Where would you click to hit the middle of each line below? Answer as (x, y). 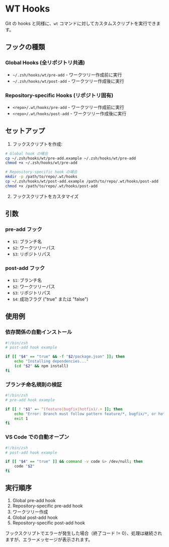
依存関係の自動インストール (39, 332)
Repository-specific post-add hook (49, 523)
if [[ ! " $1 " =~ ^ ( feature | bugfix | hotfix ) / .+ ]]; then (64, 409)
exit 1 (21, 418)
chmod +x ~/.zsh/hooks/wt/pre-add (41, 163)
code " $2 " (25, 466)
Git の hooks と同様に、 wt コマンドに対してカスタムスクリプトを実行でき (81, 23)
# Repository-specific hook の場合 (41, 172)
